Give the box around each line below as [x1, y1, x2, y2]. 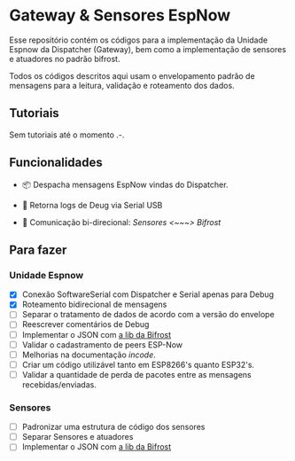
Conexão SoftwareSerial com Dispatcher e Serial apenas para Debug [21, 289, 275, 300]
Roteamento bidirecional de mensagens [21, 299, 167, 310]
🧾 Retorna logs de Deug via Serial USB [21, 199, 163, 210]
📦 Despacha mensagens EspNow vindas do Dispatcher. [21, 179, 229, 190]
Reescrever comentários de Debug [21, 319, 150, 330]
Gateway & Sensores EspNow [9, 5, 231, 26]
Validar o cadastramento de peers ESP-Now [21, 339, 183, 350]
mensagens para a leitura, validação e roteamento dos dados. [9, 80, 235, 90]
